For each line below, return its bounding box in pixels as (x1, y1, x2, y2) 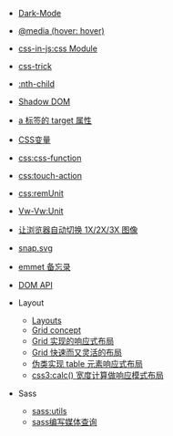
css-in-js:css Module (17, 43, 98, 54)
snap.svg (17, 243, 53, 254)
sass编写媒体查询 (31, 417, 97, 427)
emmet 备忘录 (17, 262, 71, 272)
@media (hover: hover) (17, 26, 105, 36)
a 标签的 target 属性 (17, 115, 93, 126)
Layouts (31, 315, 62, 326)
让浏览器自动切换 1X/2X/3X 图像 (17, 224, 138, 235)
